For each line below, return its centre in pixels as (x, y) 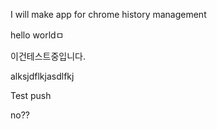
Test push (31, 95)
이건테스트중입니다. (48, 56)
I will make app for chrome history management (108, 14)
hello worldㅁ (37, 35)
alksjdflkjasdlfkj (42, 76)
